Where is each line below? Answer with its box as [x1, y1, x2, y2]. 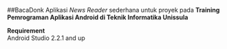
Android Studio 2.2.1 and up [7, 34, 86, 42]
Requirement [7, 27, 45, 35]
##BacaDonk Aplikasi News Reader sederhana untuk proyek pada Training [7, 6, 220, 14]
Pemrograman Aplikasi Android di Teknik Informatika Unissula [7, 13, 188, 21]
